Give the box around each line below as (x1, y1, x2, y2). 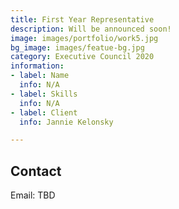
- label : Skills (10, 89, 78, 99)
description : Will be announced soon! (10, 24, 172, 34)
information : (10, 61, 65, 71)
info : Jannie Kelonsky (19, 117, 114, 127)
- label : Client (10, 107, 78, 118)
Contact (10, 162, 62, 180)
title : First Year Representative (10, 14, 155, 25)
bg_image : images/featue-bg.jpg (10, 42, 145, 53)
